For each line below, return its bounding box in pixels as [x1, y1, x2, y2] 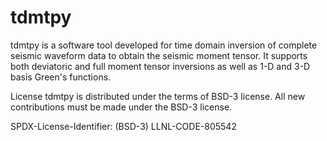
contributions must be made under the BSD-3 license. [10, 101, 233, 113]
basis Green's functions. [10, 71, 112, 83]
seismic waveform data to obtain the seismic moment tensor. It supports [10, 49, 308, 61]
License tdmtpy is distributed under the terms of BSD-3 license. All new [10, 90, 306, 102]
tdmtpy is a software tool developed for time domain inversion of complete [10, 39, 318, 51]
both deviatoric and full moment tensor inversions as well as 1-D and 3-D [10, 60, 311, 72]
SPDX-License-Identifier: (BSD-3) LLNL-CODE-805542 [10, 120, 237, 132]
